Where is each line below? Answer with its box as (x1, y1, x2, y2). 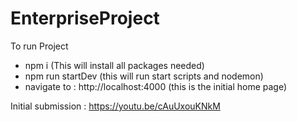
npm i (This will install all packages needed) (24, 59, 205, 71)
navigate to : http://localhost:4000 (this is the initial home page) (24, 80, 288, 92)
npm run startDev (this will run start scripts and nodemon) (24, 70, 264, 82)
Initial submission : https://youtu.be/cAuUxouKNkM (10, 100, 221, 112)
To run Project (10, 40, 69, 52)
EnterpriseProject (10, 7, 160, 30)
